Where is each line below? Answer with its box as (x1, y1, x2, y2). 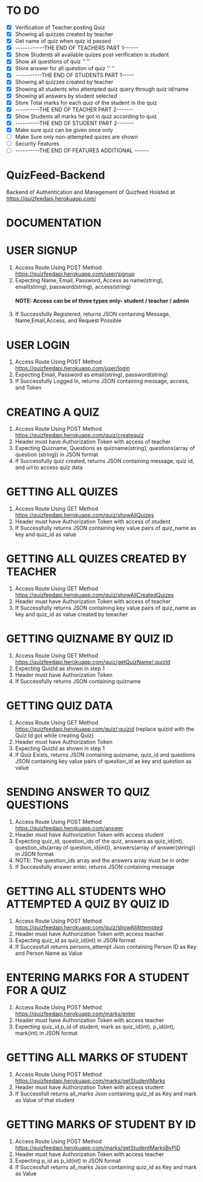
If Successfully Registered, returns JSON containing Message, (14, 310, 171, 318)
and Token (14, 384, 42, 391)
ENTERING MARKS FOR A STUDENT (6, 971, 190, 984)
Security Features (14, 140, 59, 147)
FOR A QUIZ (6, 984, 67, 997)
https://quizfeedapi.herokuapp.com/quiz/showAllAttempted (14, 923, 163, 931)
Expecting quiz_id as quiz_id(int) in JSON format (14, 937, 136, 944)
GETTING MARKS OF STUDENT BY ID (6, 1117, 196, 1131)
